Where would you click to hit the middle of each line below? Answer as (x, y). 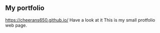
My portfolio (25, 8)
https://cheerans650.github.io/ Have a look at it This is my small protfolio (80, 20)
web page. (16, 25)
